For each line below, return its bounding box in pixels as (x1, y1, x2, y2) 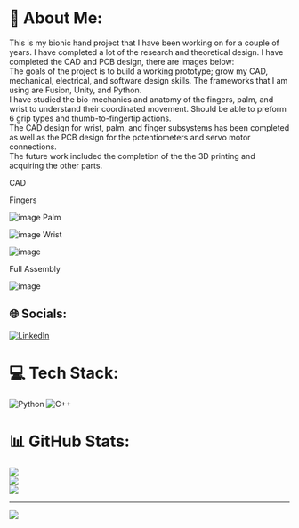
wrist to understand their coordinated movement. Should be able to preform (9, 103, 287, 114)
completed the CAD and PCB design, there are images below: (9, 56, 235, 67)
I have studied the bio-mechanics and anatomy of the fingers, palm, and (9, 93, 274, 105)
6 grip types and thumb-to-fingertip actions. (9, 113, 172, 124)
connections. (9, 141, 58, 152)
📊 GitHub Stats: (9, 431, 131, 452)
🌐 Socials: (9, 307, 68, 322)
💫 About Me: (9, 8, 103, 28)
